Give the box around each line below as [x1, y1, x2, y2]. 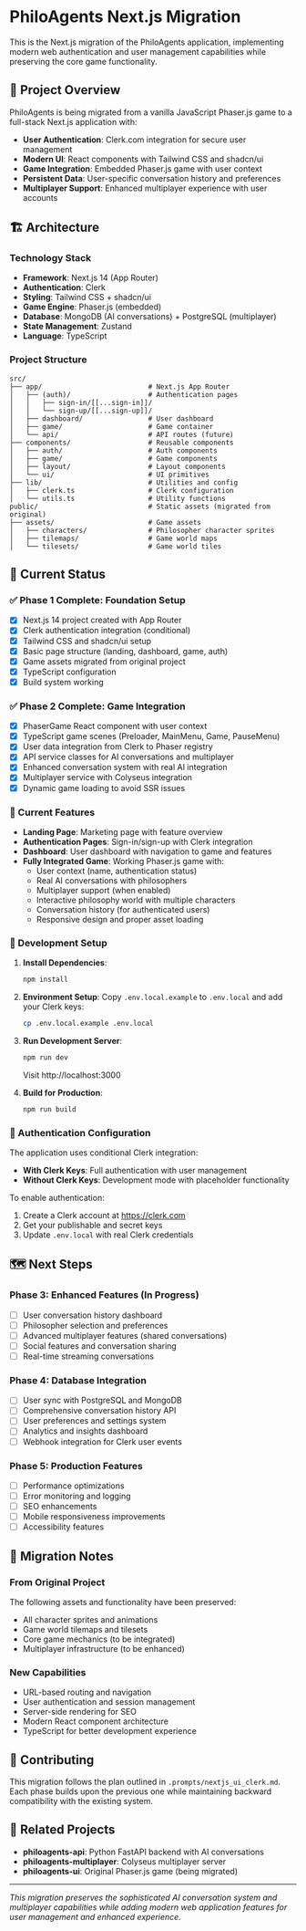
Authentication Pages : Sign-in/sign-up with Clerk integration [22, 836, 253, 847]
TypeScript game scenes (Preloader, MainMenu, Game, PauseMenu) [22, 731, 280, 742]
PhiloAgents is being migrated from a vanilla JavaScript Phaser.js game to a [9, 107, 293, 118]
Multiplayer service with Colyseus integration [22, 772, 193, 783]
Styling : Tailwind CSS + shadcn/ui [22, 292, 152, 303]
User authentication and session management [22, 1696, 196, 1707]
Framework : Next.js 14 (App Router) [22, 272, 159, 284]
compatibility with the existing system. [9, 1796, 153, 1806]
